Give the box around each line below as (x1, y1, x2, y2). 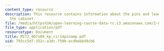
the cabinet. (9, 16, 36, 21)
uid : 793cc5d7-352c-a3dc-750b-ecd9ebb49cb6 (5, 39, 95, 44)
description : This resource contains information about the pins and (5, 12, 150, 17)
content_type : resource (5, 7, 54, 12)
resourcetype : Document (5, 30, 54, 34)
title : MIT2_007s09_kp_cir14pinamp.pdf (5, 34, 86, 39)
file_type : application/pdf (5, 25, 62, 30)
